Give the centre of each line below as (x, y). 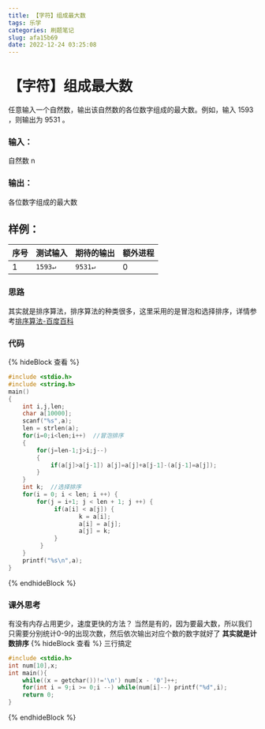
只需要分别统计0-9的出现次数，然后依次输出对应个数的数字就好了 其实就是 (129, 633)
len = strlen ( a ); (51, 428)
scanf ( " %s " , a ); (47, 421)
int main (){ (28, 673)
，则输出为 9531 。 (39, 120)
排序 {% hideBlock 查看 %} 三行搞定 (73, 643)
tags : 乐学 (25, 23)
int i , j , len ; (44, 406)
